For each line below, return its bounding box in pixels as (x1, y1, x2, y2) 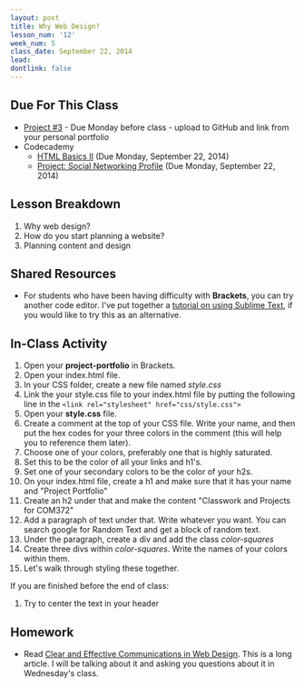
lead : (10, 55, 31, 65)
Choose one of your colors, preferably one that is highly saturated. (23, 447, 273, 458)
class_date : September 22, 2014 (10, 47, 132, 56)
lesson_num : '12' (10, 30, 76, 39)
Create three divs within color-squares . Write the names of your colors (23, 543, 289, 554)
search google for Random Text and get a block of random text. (23, 524, 261, 535)
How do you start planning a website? (23, 230, 165, 241)
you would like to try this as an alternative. (23, 310, 181, 321)
